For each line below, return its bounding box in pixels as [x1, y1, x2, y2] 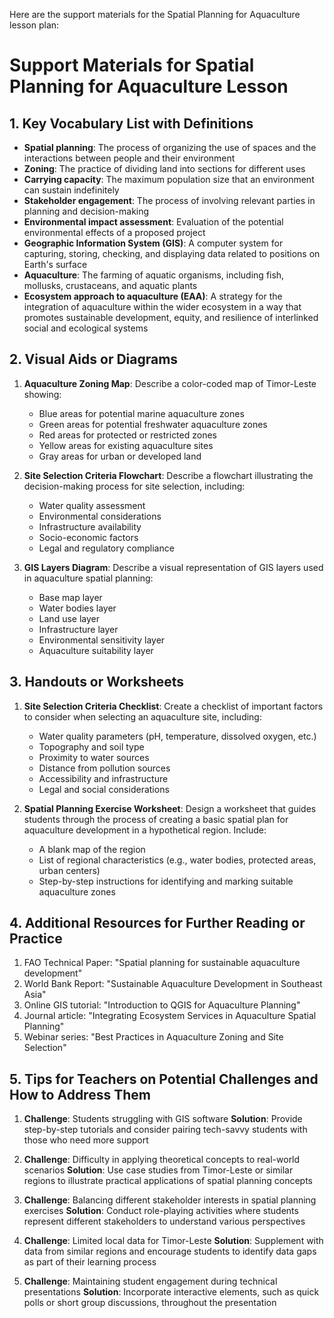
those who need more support [23, 1134, 149, 1146]
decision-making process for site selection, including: [23, 480, 246, 492]
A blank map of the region [38, 843, 146, 855]
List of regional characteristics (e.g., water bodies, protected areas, [38, 854, 317, 866]
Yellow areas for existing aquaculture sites [38, 439, 214, 451]
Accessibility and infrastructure [38, 772, 169, 784]
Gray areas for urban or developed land [38, 450, 202, 462]
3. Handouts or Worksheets [9, 674, 185, 691]
